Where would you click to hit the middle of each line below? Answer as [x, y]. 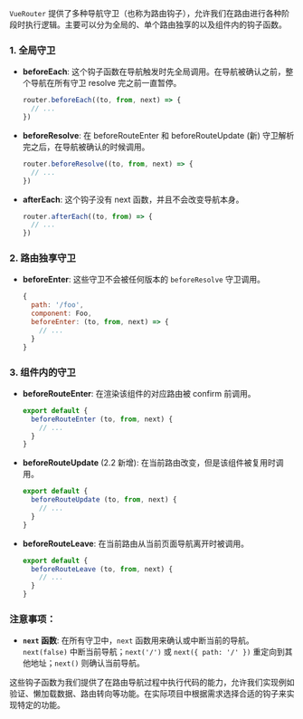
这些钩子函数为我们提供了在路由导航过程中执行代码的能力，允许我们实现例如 [152, 683]
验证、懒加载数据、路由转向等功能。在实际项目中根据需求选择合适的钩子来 [148, 694]
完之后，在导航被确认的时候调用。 [86, 147]
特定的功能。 [41, 705]
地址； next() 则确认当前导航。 [87, 663]
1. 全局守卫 [33, 50]
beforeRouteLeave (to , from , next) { [102, 569]
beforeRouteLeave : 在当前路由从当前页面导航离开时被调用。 [135, 543]
